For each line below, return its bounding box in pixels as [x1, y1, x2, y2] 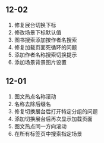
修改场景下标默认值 [14, 29, 62, 36]
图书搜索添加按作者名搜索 [14, 36, 77, 43]
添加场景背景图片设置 [14, 58, 67, 66]
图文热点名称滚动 [14, 92, 56, 100]
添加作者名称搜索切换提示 [14, 51, 77, 58]
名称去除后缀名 [14, 100, 51, 107]
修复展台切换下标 [14, 21, 56, 29]
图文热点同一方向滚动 [14, 122, 67, 130]
